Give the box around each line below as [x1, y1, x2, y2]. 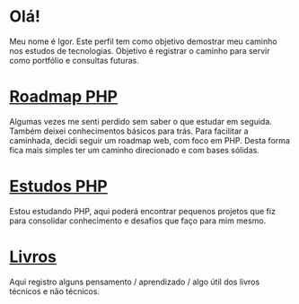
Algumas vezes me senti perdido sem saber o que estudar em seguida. [9, 116, 272, 126]
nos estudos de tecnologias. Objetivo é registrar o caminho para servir [9, 45, 271, 56]
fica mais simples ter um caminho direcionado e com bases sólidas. [9, 144, 260, 155]
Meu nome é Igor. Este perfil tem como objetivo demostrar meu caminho [9, 36, 277, 47]
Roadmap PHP [9, 87, 119, 107]
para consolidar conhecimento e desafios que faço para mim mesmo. [9, 215, 267, 226]
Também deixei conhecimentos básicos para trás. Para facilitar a [9, 126, 249, 136]
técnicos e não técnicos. [9, 285, 101, 297]
